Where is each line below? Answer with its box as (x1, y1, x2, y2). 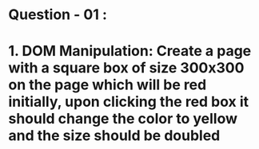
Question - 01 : (8, 6, 108, 24)
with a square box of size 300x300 (8, 59, 245, 77)
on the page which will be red (8, 76, 207, 94)
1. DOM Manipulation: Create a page (8, 42, 252, 61)
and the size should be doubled (8, 127, 221, 145)
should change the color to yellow (8, 110, 238, 128)
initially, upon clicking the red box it (8, 93, 249, 111)
